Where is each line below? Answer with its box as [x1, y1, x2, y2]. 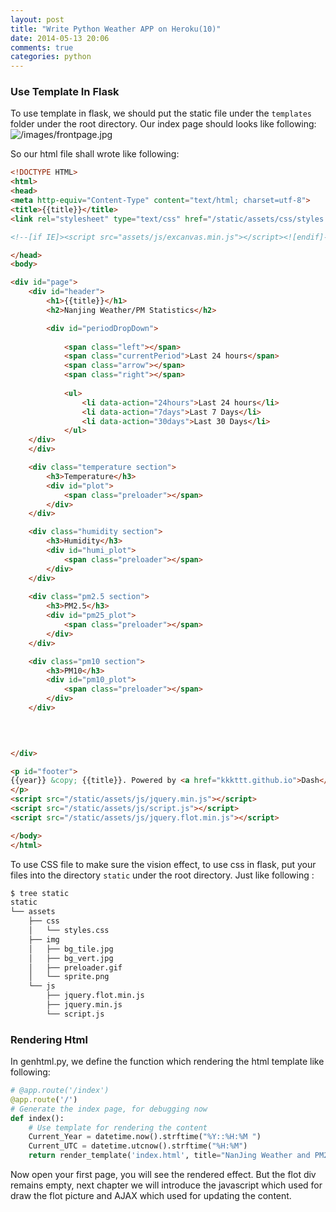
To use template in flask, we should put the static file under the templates [10, 107, 312, 120]
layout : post [10, 14, 65, 25]
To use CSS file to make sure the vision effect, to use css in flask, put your [10, 858, 317, 870]
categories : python [10, 52, 92, 62]
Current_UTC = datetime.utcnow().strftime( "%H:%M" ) [28, 1141, 248, 1151]
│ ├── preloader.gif [28, 962, 123, 973]
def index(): [10, 1113, 65, 1123]
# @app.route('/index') [10, 1086, 110, 1096]
